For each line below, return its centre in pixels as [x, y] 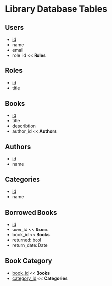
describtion [24, 126]
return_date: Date [30, 245]
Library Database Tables [56, 9]
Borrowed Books [31, 212]
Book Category [29, 261]
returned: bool [27, 240]
